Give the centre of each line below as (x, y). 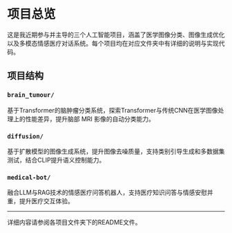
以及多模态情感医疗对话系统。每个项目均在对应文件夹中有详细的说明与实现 (113, 43)
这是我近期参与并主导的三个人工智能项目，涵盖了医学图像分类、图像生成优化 (116, 35)
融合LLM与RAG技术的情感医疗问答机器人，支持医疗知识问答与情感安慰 (107, 193)
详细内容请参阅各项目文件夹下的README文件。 (74, 223)
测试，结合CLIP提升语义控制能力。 (56, 160)
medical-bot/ (29, 177)
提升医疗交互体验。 (46, 201)
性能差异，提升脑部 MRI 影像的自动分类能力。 (90, 119)
